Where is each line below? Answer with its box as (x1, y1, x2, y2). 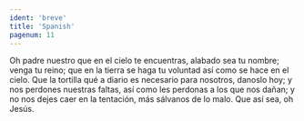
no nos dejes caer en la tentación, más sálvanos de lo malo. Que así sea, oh (9, 94, 294, 105)
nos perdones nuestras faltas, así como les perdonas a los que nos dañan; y (9, 84, 296, 96)
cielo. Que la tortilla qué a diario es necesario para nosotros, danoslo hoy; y (9, 75, 293, 86)
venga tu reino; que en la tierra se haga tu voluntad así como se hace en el (9, 65, 289, 76)
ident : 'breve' (9, 13, 67, 23)
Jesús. (9, 104, 35, 115)
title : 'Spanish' (9, 22, 76, 31)
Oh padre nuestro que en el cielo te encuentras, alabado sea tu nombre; (9, 55, 279, 66)
